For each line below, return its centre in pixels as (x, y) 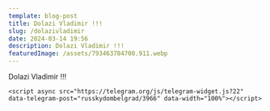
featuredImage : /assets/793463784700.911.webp (88, 53)
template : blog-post (43, 16)
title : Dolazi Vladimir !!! (56, 23)
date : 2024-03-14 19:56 (49, 38)
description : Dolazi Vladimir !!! (67, 46)
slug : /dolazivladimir (46, 31)
